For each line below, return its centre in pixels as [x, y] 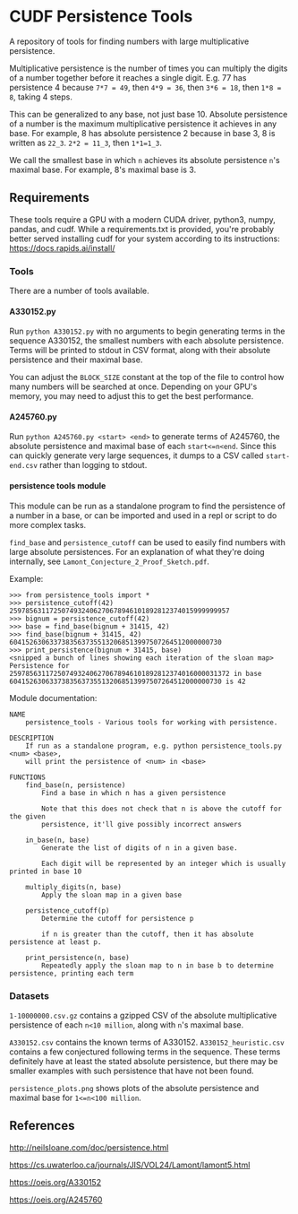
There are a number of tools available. [79, 291]
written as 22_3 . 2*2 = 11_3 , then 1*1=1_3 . [86, 143]
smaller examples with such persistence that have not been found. [132, 1071]
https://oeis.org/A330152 [55, 1182]
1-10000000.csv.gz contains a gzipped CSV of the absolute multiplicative [143, 1015]
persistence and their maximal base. [76, 360]
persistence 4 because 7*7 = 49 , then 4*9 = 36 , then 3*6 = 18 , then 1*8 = [145, 87]
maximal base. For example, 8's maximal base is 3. [103, 169]
